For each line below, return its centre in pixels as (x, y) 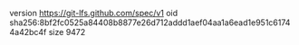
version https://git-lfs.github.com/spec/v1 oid (94, 13)
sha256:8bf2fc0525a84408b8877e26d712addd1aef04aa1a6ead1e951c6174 (150, 22)
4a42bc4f (28, 32)
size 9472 (67, 32)
